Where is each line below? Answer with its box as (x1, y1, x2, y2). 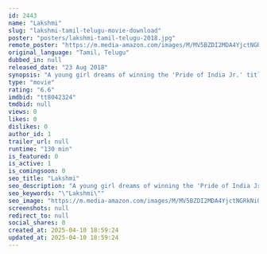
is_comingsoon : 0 (8, 167, 66, 175)
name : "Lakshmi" (8, 19, 62, 27)
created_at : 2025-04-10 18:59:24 (8, 226, 119, 235)
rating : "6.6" (8, 85, 56, 94)
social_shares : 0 (8, 219, 66, 227)
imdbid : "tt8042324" (8, 93, 77, 101)
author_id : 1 (8, 130, 52, 138)
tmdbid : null (8, 100, 52, 108)
